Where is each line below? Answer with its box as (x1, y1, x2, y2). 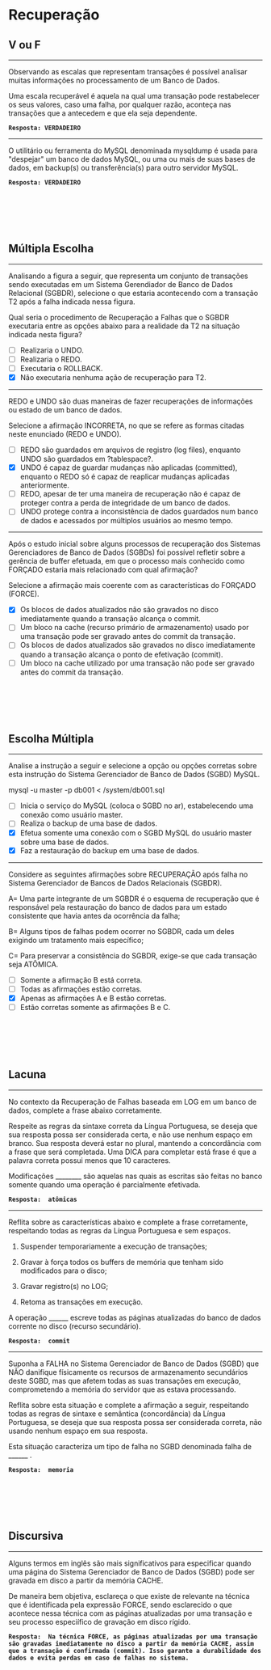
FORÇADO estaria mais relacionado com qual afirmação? (8, 564, 198, 575)
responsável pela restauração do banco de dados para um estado (8, 902, 227, 911)
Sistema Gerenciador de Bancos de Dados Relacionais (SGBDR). (8, 877, 223, 887)
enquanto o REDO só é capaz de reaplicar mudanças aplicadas (19, 471, 230, 482)
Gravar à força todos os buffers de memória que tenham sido (19, 1257, 224, 1266)
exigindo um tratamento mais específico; (8, 935, 144, 945)
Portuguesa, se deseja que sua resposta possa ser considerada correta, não (8, 1417, 262, 1427)
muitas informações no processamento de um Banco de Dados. (8, 75, 220, 85)
